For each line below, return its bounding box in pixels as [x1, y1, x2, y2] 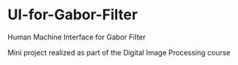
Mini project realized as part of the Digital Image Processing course [7, 47, 231, 57]
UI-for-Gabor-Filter [7, 6, 138, 24]
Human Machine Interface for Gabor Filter [7, 32, 146, 42]
